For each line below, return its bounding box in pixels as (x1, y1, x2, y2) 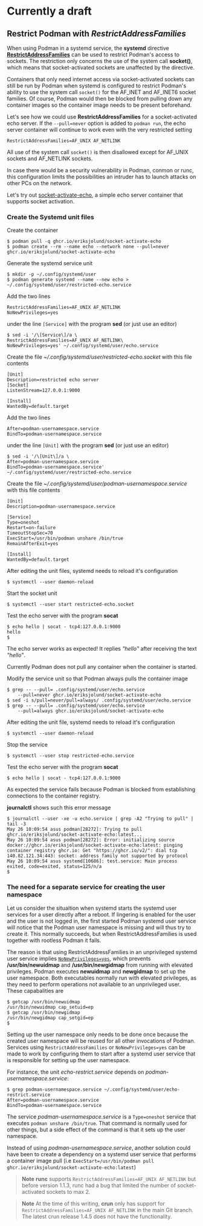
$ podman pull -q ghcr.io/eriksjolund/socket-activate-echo (7, 239, 162, 245)
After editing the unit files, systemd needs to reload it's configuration (7, 567, 178, 575)
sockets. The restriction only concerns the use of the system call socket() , (7, 58, 193, 64)
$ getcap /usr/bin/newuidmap (7, 998, 80, 1005)
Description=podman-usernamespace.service (7, 504, 115, 510)
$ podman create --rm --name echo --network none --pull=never (7, 244, 170, 250)
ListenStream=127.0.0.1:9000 (7, 387, 80, 394)
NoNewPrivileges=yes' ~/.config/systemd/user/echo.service (7, 343, 159, 349)
